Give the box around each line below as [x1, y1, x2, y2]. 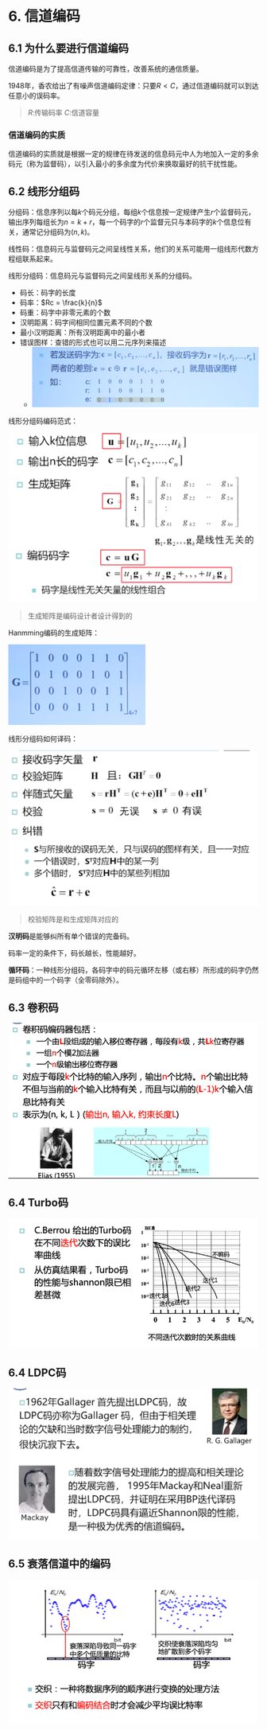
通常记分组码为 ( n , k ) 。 [21, 228, 95, 237]
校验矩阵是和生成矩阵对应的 [27, 914, 119, 924]
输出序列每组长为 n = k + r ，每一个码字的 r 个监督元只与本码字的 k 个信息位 [8, 217, 245, 227]
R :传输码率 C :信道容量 [27, 108, 100, 117]
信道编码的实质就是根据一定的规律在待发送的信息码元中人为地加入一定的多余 [8, 149, 259, 159]
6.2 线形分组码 [8, 185, 80, 198]
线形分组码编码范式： [8, 415, 78, 426]
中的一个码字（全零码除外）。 [29, 976, 123, 985]
